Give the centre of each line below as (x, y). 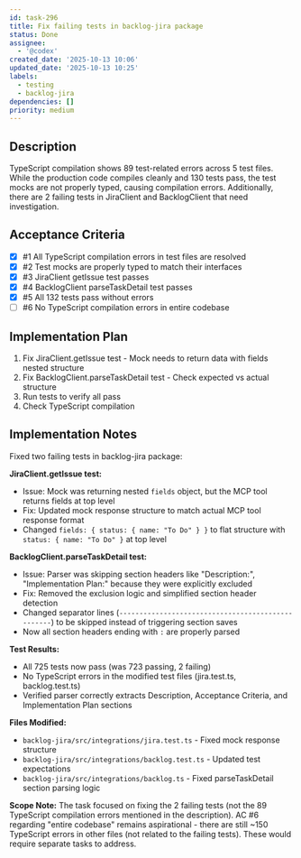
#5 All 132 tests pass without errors (88, 298)
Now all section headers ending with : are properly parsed (131, 632)
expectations (46, 769)
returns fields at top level (68, 501)
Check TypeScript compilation (78, 406)
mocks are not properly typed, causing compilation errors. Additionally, (141, 188)
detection (40, 603)
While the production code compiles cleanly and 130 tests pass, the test (143, 178)
